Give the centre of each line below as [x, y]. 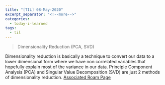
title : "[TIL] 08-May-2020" [34, 10]
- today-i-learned [29, 23]
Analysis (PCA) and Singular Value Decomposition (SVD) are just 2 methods [82, 72]
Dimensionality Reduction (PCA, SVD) [56, 47]
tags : [11, 28]
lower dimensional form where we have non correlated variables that [75, 62]
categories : [17, 19]
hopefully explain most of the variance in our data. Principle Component [79, 67]
